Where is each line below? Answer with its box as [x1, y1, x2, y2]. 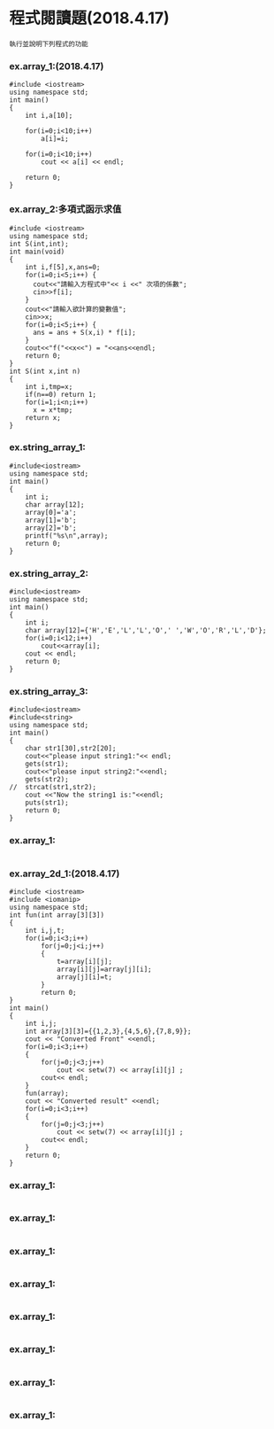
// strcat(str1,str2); [9, 783, 97, 792]
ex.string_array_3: [9, 686, 88, 698]
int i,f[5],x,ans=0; [25, 262, 101, 271]
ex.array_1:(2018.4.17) [9, 59, 104, 72]
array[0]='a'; [25, 508, 77, 516]
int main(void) [9, 247, 65, 256]
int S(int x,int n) [9, 367, 81, 376]
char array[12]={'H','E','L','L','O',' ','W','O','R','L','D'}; [25, 626, 267, 635]
